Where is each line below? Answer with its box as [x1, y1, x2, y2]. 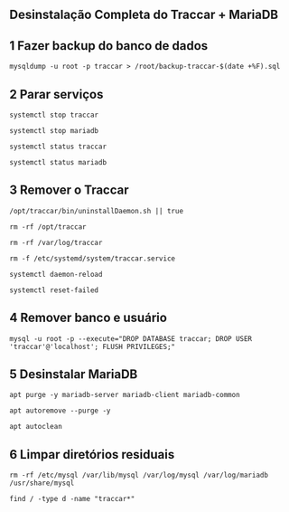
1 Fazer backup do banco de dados [9, 38, 209, 53]
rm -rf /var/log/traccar [9, 238, 103, 247]
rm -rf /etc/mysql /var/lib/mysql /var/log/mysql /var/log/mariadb [9, 470, 269, 480]
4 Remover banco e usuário [9, 310, 167, 326]
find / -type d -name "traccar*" [9, 495, 135, 504]
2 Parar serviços [9, 86, 104, 102]
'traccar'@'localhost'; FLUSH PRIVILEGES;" [9, 342, 176, 351]
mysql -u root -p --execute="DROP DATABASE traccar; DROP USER [9, 334, 253, 343]
